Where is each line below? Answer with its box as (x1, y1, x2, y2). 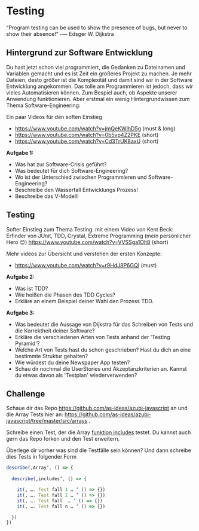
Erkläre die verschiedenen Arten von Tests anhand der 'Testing (14, 333, 170, 340)
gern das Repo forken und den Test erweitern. (6, 435, 120, 443)
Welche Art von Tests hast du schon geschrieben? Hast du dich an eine (14, 346, 191, 353)
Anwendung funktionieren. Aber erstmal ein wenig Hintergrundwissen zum (6, 95, 190, 102)
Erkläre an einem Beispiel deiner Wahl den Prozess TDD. (14, 297, 154, 304)
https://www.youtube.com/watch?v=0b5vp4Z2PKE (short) (14, 131, 159, 138)
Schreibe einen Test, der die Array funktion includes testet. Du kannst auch (6, 429, 191, 436)
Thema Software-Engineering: (6, 102, 81, 109)
